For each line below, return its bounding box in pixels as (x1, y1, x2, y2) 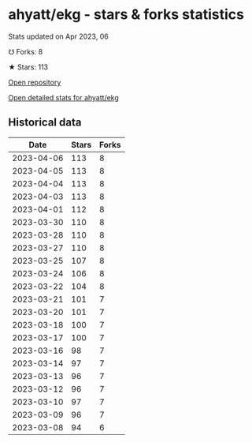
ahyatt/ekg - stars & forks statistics (8, 6, 244, 24)
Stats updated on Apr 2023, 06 (8, 32, 109, 41)
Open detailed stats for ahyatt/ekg (8, 92, 120, 102)
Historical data (8, 116, 82, 130)
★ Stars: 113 (8, 62, 49, 72)
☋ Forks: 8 (8, 47, 43, 56)
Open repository (8, 77, 61, 87)
